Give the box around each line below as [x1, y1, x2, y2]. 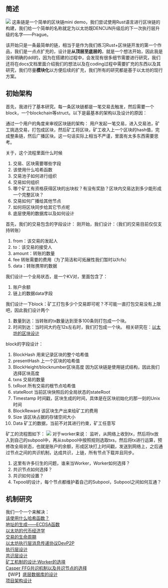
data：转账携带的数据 [12, 263, 57, 269]
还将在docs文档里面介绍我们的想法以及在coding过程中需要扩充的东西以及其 [5, 60, 161, 66]
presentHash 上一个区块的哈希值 [12, 358, 80, 364]
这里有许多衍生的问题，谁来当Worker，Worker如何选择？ [12, 460, 131, 466]
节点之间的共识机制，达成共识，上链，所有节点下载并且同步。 [9, 449, 137, 456]
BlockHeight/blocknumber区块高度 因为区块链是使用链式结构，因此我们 [12, 364, 160, 370]
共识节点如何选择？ [12, 466, 53, 472]
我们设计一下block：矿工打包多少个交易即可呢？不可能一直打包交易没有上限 [5, 301, 162, 307]
